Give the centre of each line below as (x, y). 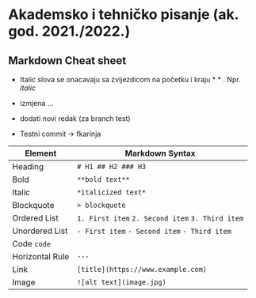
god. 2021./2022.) (69, 31)
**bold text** (103, 179)
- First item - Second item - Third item (154, 231)
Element (41, 153)
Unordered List (40, 231)
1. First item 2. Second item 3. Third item (160, 219)
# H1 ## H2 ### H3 (111, 166)
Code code (32, 244)
